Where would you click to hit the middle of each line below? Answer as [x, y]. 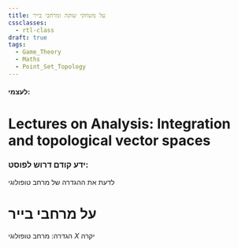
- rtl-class [35, 30]
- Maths [28, 60]
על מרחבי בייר [52, 214]
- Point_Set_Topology [51, 67]
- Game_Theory [38, 52]
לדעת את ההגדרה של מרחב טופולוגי [61, 182]
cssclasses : [28, 23]
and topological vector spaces [110, 141]
